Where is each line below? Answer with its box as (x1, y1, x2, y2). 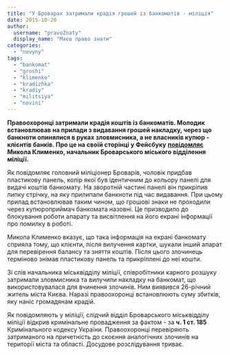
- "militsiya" (13, 94, 54, 100)
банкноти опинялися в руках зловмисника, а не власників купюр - (7, 133, 210, 141)
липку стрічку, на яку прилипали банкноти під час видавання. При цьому (7, 190, 223, 198)
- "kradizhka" (13, 80, 54, 87)
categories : (7, 42, 41, 49)
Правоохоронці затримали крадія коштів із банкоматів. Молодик (7, 118, 205, 127)
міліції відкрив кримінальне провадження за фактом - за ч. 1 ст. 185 (7, 318, 207, 326)
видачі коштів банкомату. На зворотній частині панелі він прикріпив (7, 183, 208, 191)
